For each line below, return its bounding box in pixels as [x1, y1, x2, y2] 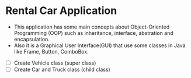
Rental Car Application [5, 4, 117, 17]
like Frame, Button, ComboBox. [13, 48, 89, 55]
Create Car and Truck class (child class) [13, 66, 110, 73]
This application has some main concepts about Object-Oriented [13, 23, 170, 30]
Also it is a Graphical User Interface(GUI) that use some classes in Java [13, 42, 186, 49]
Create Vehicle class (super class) [13, 59, 96, 66]
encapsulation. [13, 36, 50, 42]
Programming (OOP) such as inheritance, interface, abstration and [13, 29, 173, 36]
